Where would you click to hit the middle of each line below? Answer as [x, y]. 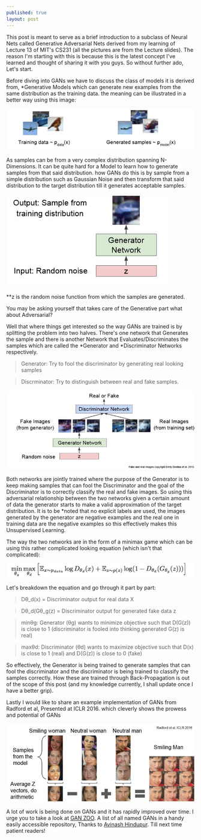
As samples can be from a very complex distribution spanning [83, 160]
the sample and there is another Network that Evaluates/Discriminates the [97, 339]
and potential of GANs [34, 715]
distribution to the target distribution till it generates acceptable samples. [96, 185]
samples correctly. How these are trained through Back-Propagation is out [98, 678]
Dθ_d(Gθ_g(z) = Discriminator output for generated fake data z [98, 611]
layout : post [22, 19]
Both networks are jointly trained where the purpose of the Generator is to [98, 479]
